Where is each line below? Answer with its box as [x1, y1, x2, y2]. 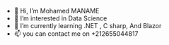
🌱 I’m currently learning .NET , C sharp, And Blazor [13, 22, 162, 30]
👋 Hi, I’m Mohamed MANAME [13, 7, 100, 15]
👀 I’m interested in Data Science [13, 14, 107, 22]
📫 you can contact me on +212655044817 [13, 30, 139, 38]
